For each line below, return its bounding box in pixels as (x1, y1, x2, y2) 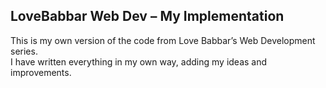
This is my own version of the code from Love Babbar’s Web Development (10, 34, 316, 46)
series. (10, 45, 38, 57)
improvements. (10, 66, 72, 78)
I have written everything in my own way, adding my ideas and (10, 55, 268, 68)
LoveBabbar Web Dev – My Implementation (10, 8, 285, 25)
